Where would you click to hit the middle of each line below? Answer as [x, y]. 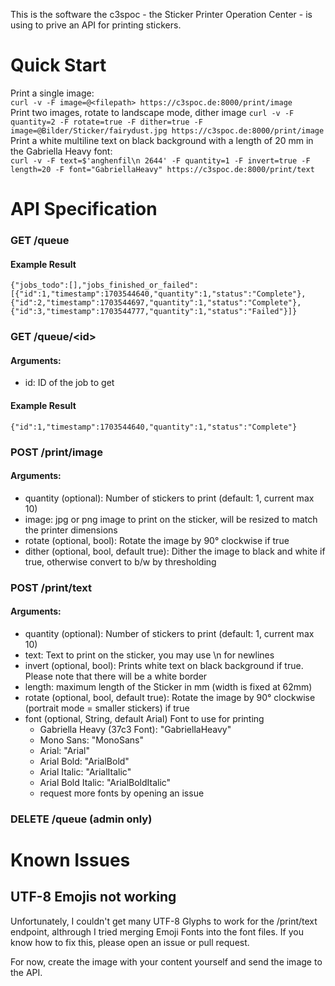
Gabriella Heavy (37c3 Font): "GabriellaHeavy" [135, 729]
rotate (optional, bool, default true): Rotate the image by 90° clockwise [170, 697]
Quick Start [58, 65]
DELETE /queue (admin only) [81, 819]
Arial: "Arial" [64, 750]
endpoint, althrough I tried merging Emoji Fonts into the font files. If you [157, 931]
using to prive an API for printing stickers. [96, 25]
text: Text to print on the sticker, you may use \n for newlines [149, 655]
